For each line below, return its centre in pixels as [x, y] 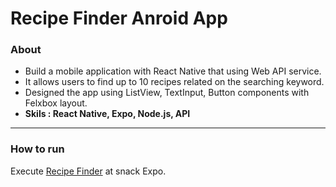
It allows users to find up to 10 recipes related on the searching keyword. [174, 82]
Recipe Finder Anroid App [119, 18]
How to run [37, 149]
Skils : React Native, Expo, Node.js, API [107, 114]
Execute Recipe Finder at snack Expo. [88, 171]
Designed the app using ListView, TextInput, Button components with [167, 93]
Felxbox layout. [56, 103]
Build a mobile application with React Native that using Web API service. [173, 71]
